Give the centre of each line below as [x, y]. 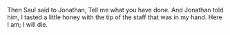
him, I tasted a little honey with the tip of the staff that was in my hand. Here [115, 17]
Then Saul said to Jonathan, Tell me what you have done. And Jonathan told [115, 10]
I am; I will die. [28, 24]
